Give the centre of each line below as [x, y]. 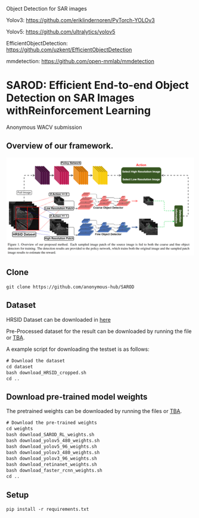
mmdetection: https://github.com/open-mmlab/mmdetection [80, 61]
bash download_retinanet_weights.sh [52, 465]
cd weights [20, 429]
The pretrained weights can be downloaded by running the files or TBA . [94, 411]
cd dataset [20, 366]
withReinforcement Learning [78, 111]
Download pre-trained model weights [77, 397]
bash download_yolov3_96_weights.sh [52, 459]
